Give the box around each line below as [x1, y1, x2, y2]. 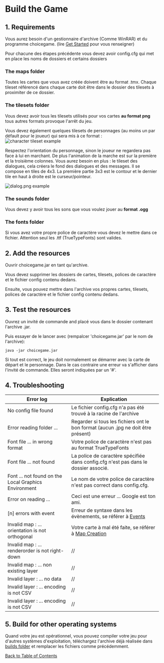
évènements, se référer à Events [71, 513, 145, 520]
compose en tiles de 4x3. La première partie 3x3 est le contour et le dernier [5, 168, 157, 174]
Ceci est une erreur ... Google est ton [71, 493, 156, 499]
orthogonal [7, 533, 33, 540]
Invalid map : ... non [7, 561, 52, 568]
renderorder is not [7, 547, 49, 554]
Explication [101, 396, 127, 403]
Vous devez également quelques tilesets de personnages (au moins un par [5, 127, 155, 133]
